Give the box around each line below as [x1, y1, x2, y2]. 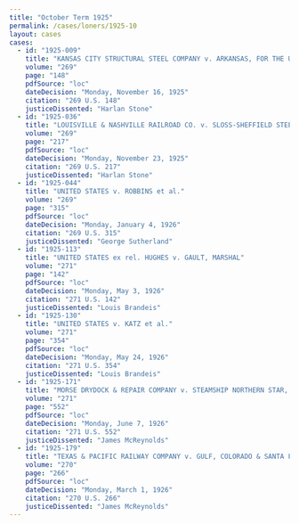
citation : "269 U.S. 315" [25, 228, 122, 237]
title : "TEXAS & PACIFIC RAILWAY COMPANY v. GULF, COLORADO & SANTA [25, 452, 285, 462]
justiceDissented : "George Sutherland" [25, 237, 174, 246]
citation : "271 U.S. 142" [25, 295, 122, 304]
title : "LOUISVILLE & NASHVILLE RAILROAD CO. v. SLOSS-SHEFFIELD [25, 121, 273, 130]
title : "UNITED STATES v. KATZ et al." [25, 320, 174, 329]
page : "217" [25, 137, 69, 146]
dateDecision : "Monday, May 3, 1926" [25, 286, 166, 295]
